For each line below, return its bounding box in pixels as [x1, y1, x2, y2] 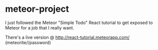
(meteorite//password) [5, 39, 51, 45]
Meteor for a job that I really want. [5, 25, 74, 30]
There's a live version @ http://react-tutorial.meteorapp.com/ [5, 34, 130, 40]
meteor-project [5, 3, 69, 15]
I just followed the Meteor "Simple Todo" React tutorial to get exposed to [5, 20, 153, 25]
